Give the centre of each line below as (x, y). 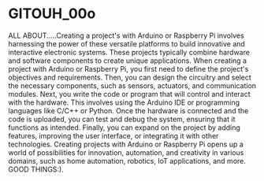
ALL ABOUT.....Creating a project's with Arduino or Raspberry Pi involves (126, 35)
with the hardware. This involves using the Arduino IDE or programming (124, 102)
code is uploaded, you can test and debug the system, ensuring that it (122, 119)
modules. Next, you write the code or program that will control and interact (129, 94)
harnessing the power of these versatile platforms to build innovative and (127, 43)
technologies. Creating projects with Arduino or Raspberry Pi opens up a (126, 144)
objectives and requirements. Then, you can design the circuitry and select (130, 77)
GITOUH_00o (52, 14)
